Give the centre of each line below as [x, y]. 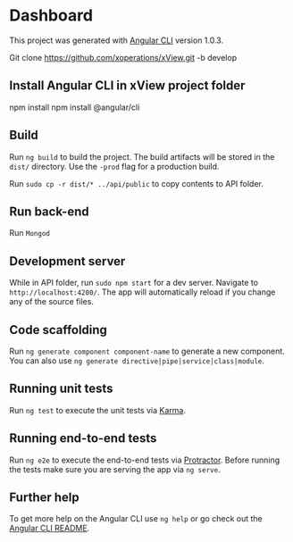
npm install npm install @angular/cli [75, 107]
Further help [45, 498]
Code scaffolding [58, 330]
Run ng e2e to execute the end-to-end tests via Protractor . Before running [145, 460]
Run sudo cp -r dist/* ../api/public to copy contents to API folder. [136, 183]
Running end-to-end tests [83, 438]
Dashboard [51, 16]
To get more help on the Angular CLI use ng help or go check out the [136, 519]
